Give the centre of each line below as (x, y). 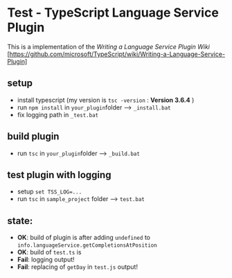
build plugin (33, 137)
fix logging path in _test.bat (58, 114)
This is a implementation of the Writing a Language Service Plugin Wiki (108, 46)
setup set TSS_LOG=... (50, 191)
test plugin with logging (59, 175)
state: (20, 221)
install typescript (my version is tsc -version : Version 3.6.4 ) (106, 100)
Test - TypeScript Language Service (113, 13)
